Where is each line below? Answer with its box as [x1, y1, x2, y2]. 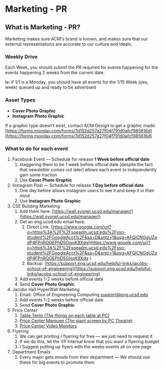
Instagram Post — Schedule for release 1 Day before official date [12, 182, 144, 188]
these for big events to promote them [19, 359, 94, 365]
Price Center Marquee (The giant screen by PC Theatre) [19, 318, 133, 323]
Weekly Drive [5, 53, 38, 60]
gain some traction [19, 172, 58, 177]
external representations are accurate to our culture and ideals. [5, 41, 133, 47]
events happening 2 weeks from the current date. [5, 70, 105, 75]
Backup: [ [26, 260, 47, 266]
